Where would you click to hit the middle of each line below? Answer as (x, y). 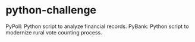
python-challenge (51, 10)
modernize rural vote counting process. (54, 32)
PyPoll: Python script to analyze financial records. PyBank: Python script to (97, 26)
